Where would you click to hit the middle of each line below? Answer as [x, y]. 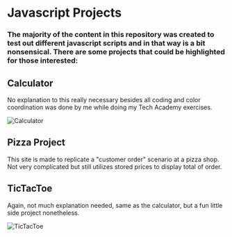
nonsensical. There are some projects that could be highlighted [116, 52]
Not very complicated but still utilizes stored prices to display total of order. [115, 166]
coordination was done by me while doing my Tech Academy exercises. [110, 107]
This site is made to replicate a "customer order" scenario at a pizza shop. [113, 159]
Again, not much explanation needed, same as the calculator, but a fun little [115, 205]
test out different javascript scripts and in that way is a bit [106, 43]
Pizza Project [36, 143]
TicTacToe [30, 189]
